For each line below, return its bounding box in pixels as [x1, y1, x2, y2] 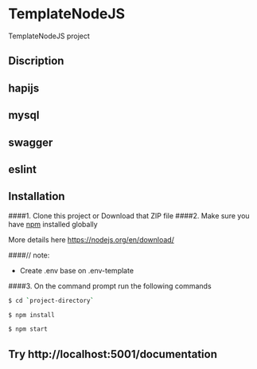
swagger [8, 135, 53, 149]
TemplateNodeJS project [8, 31, 90, 41]
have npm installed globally [8, 219, 98, 229]
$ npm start [8, 325, 48, 333]
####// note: [8, 250, 50, 260]
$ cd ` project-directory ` [8, 296, 94, 304]
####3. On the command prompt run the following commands [8, 281, 212, 291]
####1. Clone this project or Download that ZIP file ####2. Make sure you [8, 210, 250, 220]
